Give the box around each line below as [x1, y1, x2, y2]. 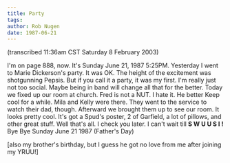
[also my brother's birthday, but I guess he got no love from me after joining [7, 140, 222, 149]
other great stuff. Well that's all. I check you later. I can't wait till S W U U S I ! [7, 120, 224, 128]
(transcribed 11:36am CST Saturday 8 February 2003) [7, 48, 159, 56]
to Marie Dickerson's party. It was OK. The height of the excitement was [7, 69, 211, 77]
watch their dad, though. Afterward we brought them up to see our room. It [7, 105, 220, 113]
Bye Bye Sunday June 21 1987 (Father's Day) [7, 127, 134, 135]
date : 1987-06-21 [7, 29, 57, 36]
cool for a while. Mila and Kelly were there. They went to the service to [7, 98, 207, 107]
